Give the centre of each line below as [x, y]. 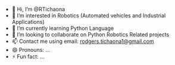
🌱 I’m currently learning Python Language [63, 28]
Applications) [28, 22]
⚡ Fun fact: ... [28, 56]
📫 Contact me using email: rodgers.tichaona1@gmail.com [83, 41]
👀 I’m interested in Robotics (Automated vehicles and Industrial [89, 16]
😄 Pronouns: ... [31, 50]
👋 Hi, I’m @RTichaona [38, 9]
